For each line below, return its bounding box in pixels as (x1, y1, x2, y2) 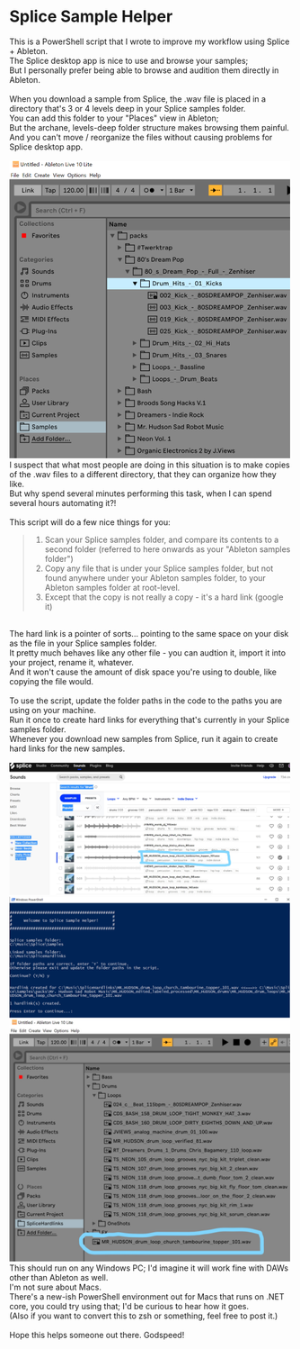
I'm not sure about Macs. (9, 1281, 101, 1292)
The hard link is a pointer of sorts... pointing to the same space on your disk (9, 629, 289, 639)
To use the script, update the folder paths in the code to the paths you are (9, 695, 283, 706)
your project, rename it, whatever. (9, 657, 135, 668)
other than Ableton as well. (9, 1272, 109, 1282)
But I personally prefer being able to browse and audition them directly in (9, 65, 279, 76)
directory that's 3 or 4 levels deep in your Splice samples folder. (9, 103, 246, 113)
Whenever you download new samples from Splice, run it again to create (9, 734, 278, 745)
